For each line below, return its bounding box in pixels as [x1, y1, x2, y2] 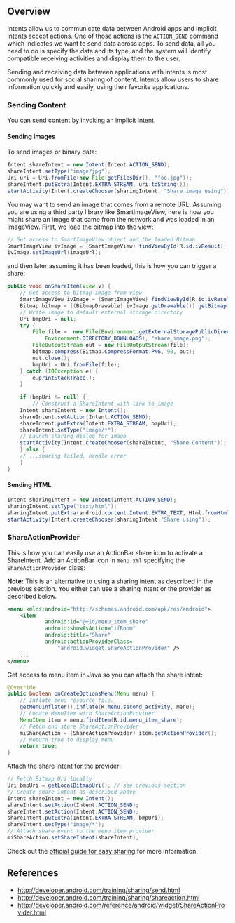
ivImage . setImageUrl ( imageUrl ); [7, 249, 101, 256]
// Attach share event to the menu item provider [7, 828, 155, 835]
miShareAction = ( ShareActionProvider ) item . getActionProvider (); [20, 729, 218, 736]
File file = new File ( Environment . [32, 328, 139, 336]
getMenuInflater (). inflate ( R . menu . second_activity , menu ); [20, 703, 196, 711]
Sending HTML [7, 481, 52, 489]
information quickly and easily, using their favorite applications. [7, 82, 190, 91]
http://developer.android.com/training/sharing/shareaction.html [17, 893, 200, 901]
